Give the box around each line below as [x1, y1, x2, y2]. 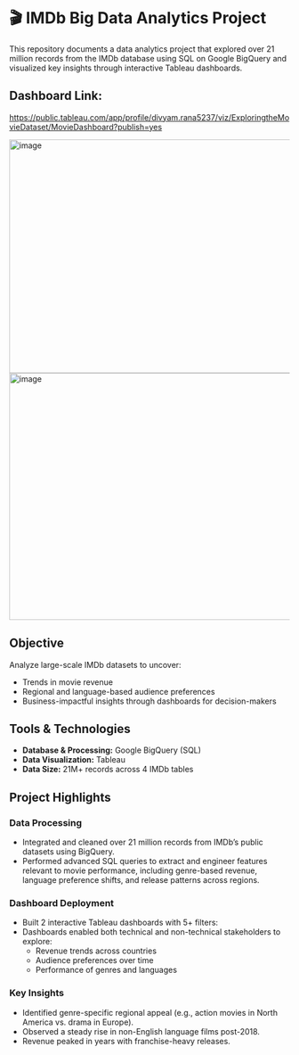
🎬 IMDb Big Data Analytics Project [9, 8, 267, 29]
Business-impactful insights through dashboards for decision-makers [21, 696, 278, 706]
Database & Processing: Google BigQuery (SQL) [21, 745, 202, 755]
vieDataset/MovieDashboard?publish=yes [9, 121, 163, 132]
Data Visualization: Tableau [21, 754, 126, 765]
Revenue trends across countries [35, 945, 158, 956]
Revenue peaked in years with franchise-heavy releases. [21, 1035, 231, 1046]
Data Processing [9, 816, 83, 828]
